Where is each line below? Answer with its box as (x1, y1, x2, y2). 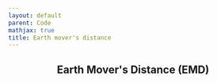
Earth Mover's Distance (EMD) (56, 62, 210, 76)
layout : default (8, 11, 62, 20)
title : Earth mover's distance (8, 33, 112, 42)
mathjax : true (8, 26, 55, 34)
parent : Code (8, 19, 51, 27)
